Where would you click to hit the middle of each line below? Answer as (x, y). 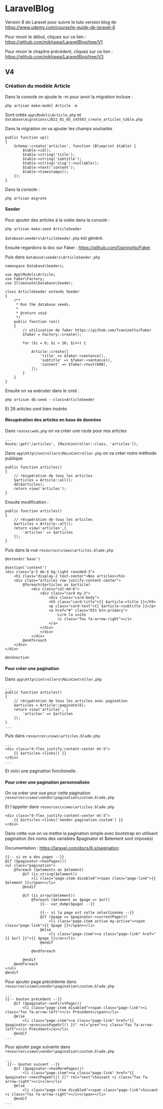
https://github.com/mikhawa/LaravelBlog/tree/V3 (54, 56)
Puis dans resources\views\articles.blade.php (53, 736)
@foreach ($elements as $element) (49, 870)
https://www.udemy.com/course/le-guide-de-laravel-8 (60, 27)
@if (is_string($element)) (50, 874)
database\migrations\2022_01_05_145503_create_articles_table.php (74, 119)
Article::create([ (50, 351)
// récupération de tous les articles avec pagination (71, 701)
